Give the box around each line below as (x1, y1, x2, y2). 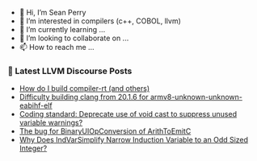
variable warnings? (19, 118, 83, 128)
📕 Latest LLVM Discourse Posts (7, 65, 133, 76)
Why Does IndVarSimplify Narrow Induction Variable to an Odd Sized (19, 135, 248, 145)
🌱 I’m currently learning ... (19, 25, 106, 34)
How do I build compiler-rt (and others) (19, 84, 150, 93)
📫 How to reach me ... (19, 43, 95, 52)
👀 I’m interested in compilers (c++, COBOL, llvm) (19, 16, 181, 26)
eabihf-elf (19, 101, 53, 110)
